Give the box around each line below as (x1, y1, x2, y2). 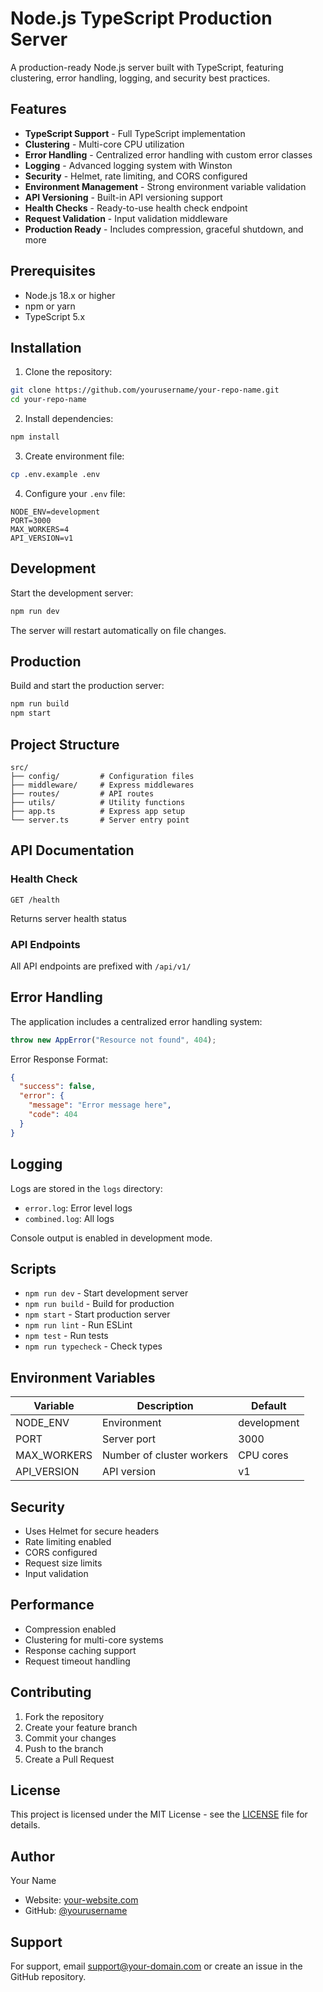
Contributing (10, 1684, 92, 1701)
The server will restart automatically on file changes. (10, 624, 227, 636)
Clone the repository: (24, 366, 113, 378)
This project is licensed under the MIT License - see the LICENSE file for (10, 1808, 308, 1821)
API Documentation (10, 842, 135, 859)
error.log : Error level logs (24, 1202, 133, 1214)
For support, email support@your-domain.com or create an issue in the (10, 1960, 303, 1972)
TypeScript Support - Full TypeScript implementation (24, 127, 246, 139)
